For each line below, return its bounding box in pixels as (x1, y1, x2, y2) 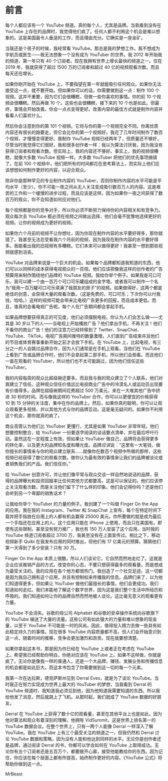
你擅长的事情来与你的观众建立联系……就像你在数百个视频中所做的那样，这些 (5, 448, 162, 454)
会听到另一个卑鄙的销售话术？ (5, 490, 66, 496)
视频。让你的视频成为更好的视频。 (5, 219, 75, 226)
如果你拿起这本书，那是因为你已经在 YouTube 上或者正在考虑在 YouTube (5, 645, 154, 652)
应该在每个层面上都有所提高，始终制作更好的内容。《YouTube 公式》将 (18, 754, 162, 760)
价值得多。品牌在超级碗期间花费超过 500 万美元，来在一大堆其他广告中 (9, 387, 156, 394)
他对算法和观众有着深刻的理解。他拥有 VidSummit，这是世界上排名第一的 (5, 717, 156, 723)
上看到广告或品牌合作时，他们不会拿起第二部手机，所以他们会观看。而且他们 (5, 351, 163, 357)
